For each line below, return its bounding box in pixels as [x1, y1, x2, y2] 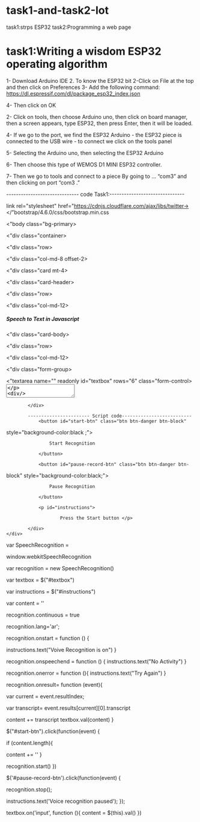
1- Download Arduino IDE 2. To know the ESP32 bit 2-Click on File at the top [6, 77, 194, 84]
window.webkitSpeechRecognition [6, 553, 92, 560]
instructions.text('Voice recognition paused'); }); [6, 797, 126, 805]
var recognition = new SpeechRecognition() [6, 564, 114, 571]
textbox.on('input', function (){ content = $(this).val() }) [6, 809, 142, 816]
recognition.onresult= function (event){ [6, 681, 103, 688]
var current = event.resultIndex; [6, 692, 85, 700]
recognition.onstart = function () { [6, 635, 89, 642]
